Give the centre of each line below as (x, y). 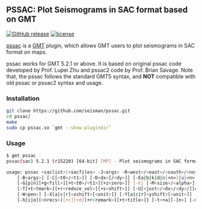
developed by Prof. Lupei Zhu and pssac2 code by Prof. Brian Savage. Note (100, 70)
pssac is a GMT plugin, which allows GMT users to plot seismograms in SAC (101, 45)
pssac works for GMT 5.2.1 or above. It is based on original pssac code (94, 63)
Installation (23, 98)
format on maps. (27, 52)
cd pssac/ (19, 116)
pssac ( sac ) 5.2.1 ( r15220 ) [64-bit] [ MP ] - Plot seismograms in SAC (94, 161)
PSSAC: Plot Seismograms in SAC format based (97, 10)
